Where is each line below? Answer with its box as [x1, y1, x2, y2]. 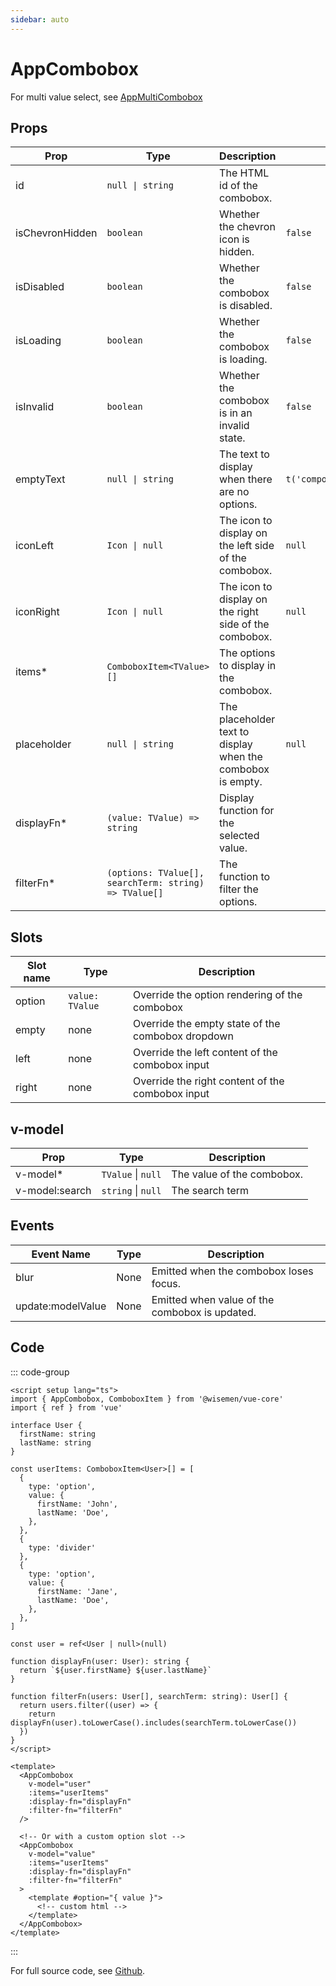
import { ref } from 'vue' [10, 1402, 123, 1413]
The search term [171, 1184, 250, 1197]
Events [10, 1217, 55, 1235]
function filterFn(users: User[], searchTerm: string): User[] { [10, 1691, 288, 1701]
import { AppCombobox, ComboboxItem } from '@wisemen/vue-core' [10, 1394, 284, 1404]
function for [219, 804, 275, 818]
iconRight [15, 605, 60, 619]
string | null [101, 1184, 162, 1197]
